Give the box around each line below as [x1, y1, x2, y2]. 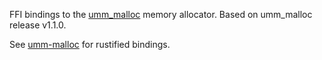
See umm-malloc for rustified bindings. [9, 39, 171, 50]
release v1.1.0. [9, 19, 67, 31]
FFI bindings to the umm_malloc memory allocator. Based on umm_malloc [9, 9, 313, 20]
